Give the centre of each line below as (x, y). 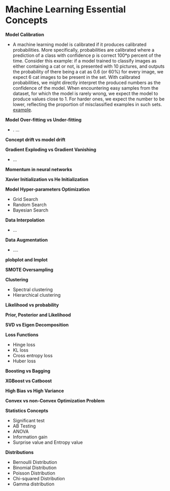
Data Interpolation (25, 220)
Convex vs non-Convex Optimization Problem (55, 400)
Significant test (29, 420)
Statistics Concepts (27, 411)
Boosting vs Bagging (28, 371)
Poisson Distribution (34, 473)
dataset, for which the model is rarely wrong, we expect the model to (85, 93)
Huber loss (24, 361)
